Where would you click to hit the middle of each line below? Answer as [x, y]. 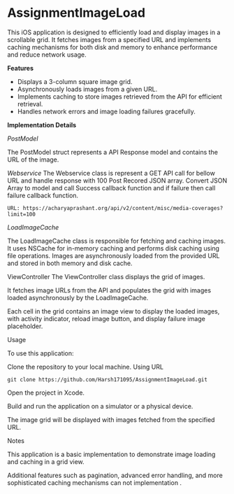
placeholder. [25, 326]
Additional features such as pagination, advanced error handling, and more [115, 475]
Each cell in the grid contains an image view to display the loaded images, [114, 311]
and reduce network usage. [47, 55]
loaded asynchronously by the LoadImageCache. [78, 297]
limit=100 [22, 214]
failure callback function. [43, 195]
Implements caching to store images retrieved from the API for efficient [119, 97]
